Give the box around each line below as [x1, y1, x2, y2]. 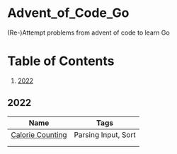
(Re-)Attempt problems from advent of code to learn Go [7, 28, 170, 37]
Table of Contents [7, 53, 115, 69]
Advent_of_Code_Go [7, 5, 130, 21]
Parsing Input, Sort [74, 129, 136, 139]
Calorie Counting [11, 129, 67, 139]
